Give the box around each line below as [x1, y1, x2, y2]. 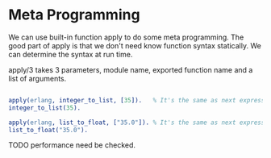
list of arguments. [8, 73, 67, 83]
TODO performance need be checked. [8, 140, 135, 150]
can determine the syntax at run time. [8, 49, 133, 59]
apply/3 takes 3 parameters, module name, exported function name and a [8, 64, 253, 74]
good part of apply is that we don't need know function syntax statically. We [8, 40, 262, 50]
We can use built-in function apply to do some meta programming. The [8, 32, 244, 42]
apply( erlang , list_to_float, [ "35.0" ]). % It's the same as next [8, 118, 236, 127]
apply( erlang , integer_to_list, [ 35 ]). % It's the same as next [8, 96, 236, 104]
